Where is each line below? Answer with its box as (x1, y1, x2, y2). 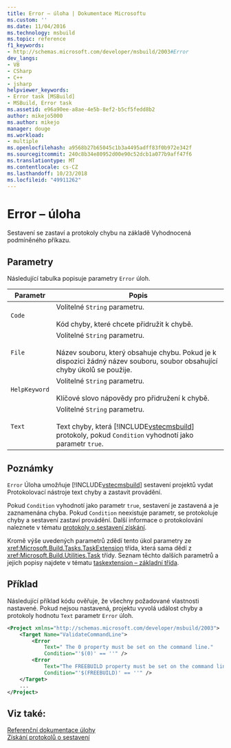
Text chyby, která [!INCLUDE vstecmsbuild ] (56, 422, 195, 431)
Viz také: (7, 707, 46, 719)
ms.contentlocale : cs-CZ (7, 163, 78, 171)
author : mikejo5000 (7, 112, 63, 119)
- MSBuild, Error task (7, 100, 72, 107)
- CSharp (7, 67, 32, 74)
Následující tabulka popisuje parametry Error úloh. (7, 275, 151, 283)
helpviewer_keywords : (7, 87, 69, 94)
